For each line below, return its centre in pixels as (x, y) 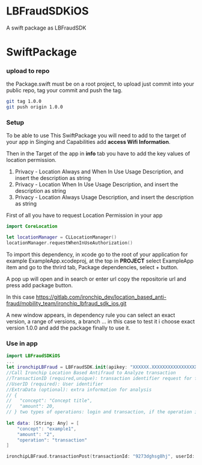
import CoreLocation (32, 226)
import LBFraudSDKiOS (33, 356)
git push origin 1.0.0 (35, 107)
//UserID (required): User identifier (55, 384)
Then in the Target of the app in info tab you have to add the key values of (98, 154)
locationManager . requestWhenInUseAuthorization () (70, 243)
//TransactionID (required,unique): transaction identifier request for (99, 378)
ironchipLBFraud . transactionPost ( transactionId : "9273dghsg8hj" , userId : (101, 457)
